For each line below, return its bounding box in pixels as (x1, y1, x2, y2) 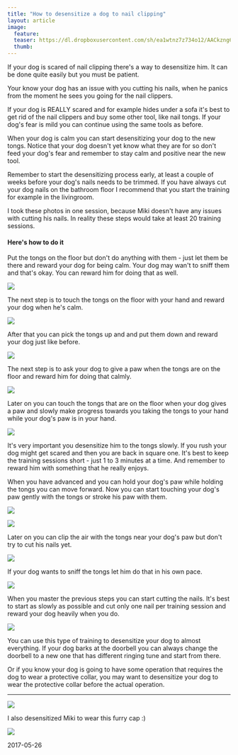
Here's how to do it (7, 238, 64, 246)
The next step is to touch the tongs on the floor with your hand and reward (7, 295, 225, 305)
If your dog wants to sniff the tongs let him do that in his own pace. (7, 567, 203, 576)
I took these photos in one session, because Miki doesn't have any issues (7, 207, 222, 215)
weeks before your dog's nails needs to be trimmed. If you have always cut (7, 178, 227, 186)
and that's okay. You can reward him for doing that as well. (7, 268, 178, 277)
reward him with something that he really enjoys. (7, 464, 149, 472)
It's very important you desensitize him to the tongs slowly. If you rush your (7, 441, 227, 450)
